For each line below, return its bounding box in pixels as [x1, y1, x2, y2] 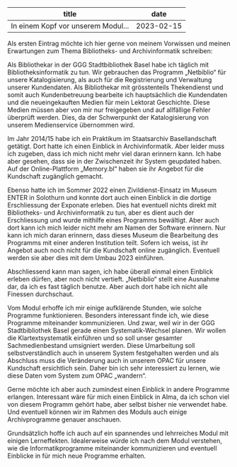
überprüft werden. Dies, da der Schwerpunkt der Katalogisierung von [7, 113, 209, 121]
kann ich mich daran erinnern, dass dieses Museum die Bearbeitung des [7, 231, 219, 240]
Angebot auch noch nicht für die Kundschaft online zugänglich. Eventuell [7, 246, 220, 254]
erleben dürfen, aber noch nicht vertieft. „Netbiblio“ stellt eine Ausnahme [7, 275, 220, 283]
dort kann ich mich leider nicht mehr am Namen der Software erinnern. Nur [7, 223, 226, 232]
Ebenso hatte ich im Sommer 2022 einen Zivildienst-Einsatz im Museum [7, 186, 217, 194]
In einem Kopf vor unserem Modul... [11, 21, 129, 30]
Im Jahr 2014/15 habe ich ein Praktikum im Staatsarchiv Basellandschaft [7, 135, 217, 142]
